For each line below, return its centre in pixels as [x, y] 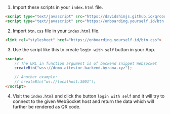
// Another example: [36, 77]
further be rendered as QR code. [47, 106]
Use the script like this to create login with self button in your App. [84, 49]
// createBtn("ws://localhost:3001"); [55, 82]
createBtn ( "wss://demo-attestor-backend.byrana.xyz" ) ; [73, 68]
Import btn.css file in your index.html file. [56, 31]
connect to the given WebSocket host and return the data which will [83, 101]
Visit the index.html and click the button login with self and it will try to [89, 96]
